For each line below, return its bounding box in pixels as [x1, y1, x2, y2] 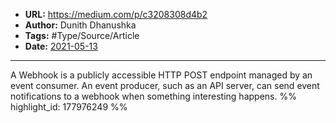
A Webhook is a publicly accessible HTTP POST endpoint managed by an [10, 69, 313, 81]
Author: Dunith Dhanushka [24, 19, 137, 31]
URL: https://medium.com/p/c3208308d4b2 [24, 9, 208, 20]
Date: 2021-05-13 [24, 40, 98, 52]
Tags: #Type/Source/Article [24, 30, 140, 41]
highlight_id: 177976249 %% [10, 101, 128, 113]
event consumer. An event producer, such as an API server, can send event [10, 80, 320, 91]
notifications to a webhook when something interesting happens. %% [10, 90, 297, 102]
